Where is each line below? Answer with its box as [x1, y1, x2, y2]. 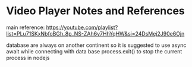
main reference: [6, 24, 45, 31]
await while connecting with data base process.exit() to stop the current [6, 47, 182, 55]
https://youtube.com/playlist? [46, 24, 118, 31]
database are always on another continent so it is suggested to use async [6, 42, 187, 49]
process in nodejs [6, 54, 50, 61]
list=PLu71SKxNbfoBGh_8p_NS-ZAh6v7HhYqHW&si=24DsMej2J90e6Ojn [6, 30, 185, 37]
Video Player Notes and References [6, 4, 185, 18]
